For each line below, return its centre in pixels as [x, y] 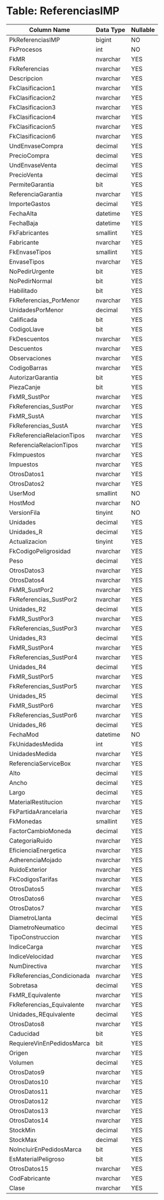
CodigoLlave [27, 329]
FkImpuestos [27, 454]
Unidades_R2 [28, 609]
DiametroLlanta [30, 917]
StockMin [22, 1130]
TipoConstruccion [34, 937]
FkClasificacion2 [33, 97]
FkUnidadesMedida [36, 744]
